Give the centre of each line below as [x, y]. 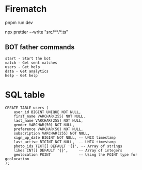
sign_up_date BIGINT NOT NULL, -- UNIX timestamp [65, 137]
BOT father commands [40, 47]
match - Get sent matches [31, 63]
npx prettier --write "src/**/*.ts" [37, 32]
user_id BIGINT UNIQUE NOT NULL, [47, 112]
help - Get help [21, 76]
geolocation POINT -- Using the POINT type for [76, 154]
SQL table [25, 95]
